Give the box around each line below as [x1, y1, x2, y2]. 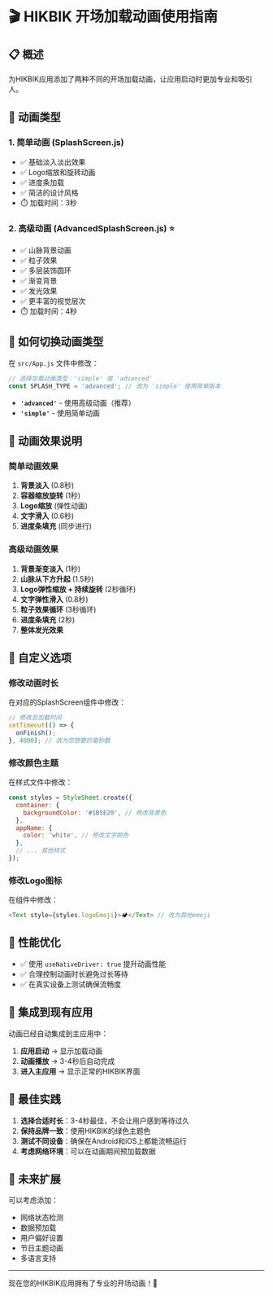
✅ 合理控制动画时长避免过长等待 [19, 969, 128, 978]
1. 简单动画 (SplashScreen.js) [8, 137, 124, 148]
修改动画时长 [8, 677, 59, 688]
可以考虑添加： [8, 1195, 58, 1206]
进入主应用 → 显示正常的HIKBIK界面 [19, 1066, 141, 1076]
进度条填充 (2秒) [19, 614, 76, 624]
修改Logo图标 [8, 875, 63, 886]
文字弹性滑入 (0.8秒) [19, 594, 89, 604]
